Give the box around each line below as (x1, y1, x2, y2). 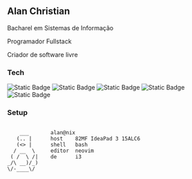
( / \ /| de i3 (10, 154, 81, 160)
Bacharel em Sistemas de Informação (7, 23, 114, 32)
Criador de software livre (7, 50, 78, 59)
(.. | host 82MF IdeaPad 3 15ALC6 (16, 136, 140, 143)
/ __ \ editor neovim (13, 147, 95, 154)
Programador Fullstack (7, 37, 72, 45)
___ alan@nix (19, 129, 76, 136)
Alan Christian (7, 6, 70, 17)
